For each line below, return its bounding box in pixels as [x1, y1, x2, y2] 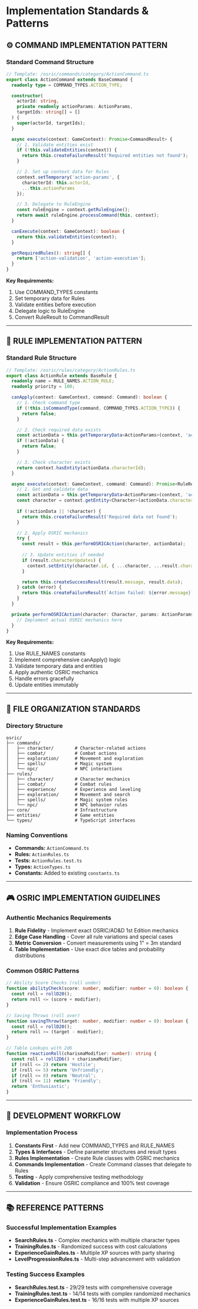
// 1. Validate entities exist [16, 141, 94, 148]
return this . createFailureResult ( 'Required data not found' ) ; [21, 514, 178, 520]
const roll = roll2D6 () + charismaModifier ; [11, 1056, 123, 1062]
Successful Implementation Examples [6, 1224, 117, 1232]
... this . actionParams [21, 185, 75, 191]
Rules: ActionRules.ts [14, 850, 70, 858]
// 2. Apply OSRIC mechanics [16, 530, 88, 536]
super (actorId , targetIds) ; [16, 120, 85, 126]
